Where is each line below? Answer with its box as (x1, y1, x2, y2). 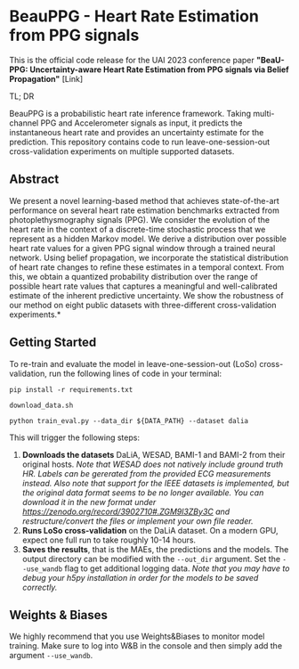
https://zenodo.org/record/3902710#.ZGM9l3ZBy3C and (21, 506, 230, 517)
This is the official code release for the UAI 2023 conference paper (9, 54, 255, 65)
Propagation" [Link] (9, 73, 84, 84)
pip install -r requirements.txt (9, 385, 133, 394)
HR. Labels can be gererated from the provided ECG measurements (21, 468, 271, 478)
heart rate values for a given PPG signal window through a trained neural (9, 242, 276, 253)
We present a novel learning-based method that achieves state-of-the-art (9, 195, 280, 206)
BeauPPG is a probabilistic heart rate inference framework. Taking (9, 108, 252, 118)
